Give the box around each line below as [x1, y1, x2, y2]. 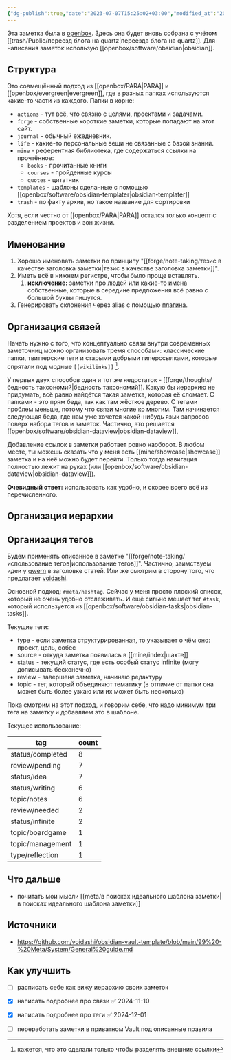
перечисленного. [7, 490, 58, 499]
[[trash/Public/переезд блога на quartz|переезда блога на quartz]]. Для [7, 36, 216, 45]
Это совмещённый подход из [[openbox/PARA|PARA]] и [7, 82, 169, 90]
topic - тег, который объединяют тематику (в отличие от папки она [16, 680, 214, 688]
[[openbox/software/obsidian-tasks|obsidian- [83, 601, 213, 610]
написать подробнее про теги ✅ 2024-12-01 [16, 1011, 147, 1019]
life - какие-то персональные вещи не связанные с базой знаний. [16, 139, 214, 148]
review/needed [10, 805, 60, 814]
